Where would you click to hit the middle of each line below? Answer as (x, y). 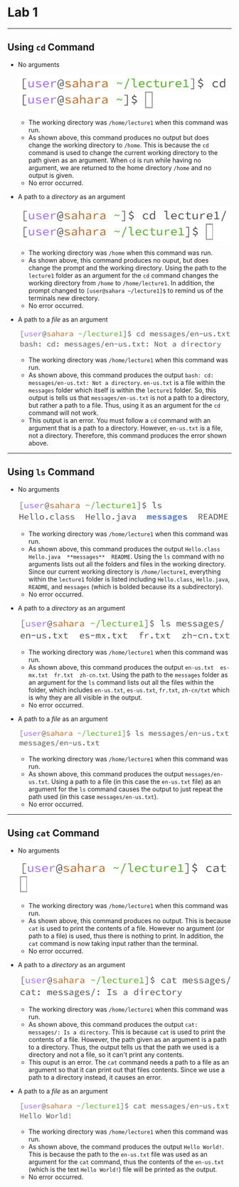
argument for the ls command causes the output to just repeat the (126, 789)
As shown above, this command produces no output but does (118, 138)
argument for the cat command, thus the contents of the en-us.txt (126, 1161)
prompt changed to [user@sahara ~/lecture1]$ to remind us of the (126, 291)
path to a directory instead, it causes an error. (95, 1077)
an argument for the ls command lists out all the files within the (121, 682)
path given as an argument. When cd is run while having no (115, 160)
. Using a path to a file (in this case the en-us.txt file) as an (134, 781)
